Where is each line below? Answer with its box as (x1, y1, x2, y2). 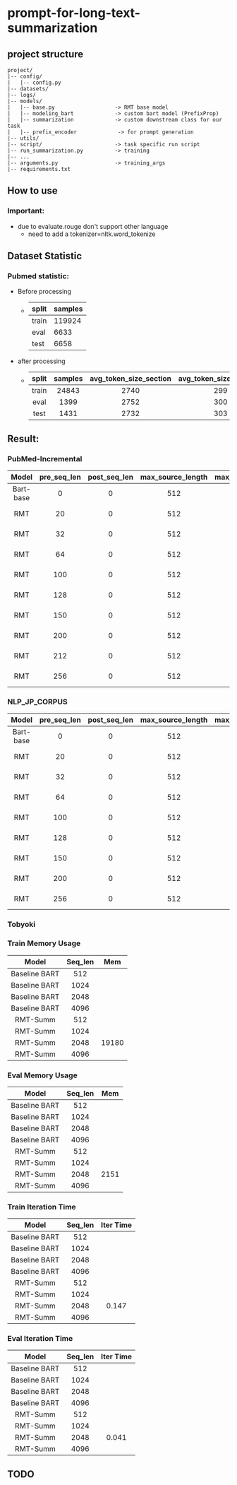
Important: (7, 206, 45, 216)
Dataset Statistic (7, 250, 83, 262)
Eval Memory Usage (7, 1070, 78, 1080)
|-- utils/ (7, 135, 39, 142)
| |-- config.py (7, 79, 61, 86)
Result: (7, 432, 39, 444)
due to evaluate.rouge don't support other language (17, 222, 169, 230)
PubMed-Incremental (7, 454, 83, 463)
